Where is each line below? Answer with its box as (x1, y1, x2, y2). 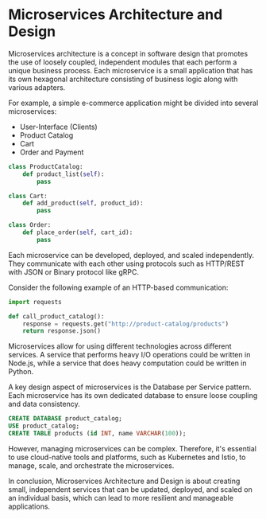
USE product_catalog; (8, 422, 80, 431)
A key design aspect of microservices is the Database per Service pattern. (8, 382, 252, 392)
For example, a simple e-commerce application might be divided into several (8, 98, 259, 107)
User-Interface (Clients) (19, 122, 98, 131)
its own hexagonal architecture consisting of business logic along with (8, 74, 238, 84)
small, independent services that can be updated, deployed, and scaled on (8, 484, 253, 494)
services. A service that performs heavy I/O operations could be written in (8, 350, 251, 360)
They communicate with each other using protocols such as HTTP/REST (8, 259, 245, 268)
